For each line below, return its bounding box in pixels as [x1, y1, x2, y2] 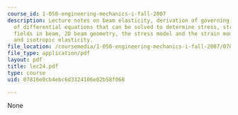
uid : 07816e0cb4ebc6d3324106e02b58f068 [7, 75, 125, 83]
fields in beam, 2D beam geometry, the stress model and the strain [13, 30, 220, 37]
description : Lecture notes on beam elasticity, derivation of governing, [7, 17, 233, 24]
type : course [7, 69, 46, 76]
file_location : [7, 43, 52, 50]
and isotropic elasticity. [13, 37, 93, 44]
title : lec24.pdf [7, 63, 59, 70]
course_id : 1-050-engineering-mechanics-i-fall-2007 [7, 10, 166, 18]
